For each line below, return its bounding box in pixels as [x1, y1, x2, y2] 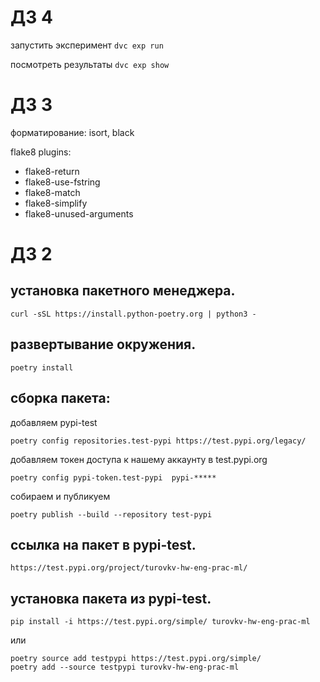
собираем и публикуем [10, 490, 111, 502]
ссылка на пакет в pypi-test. [10, 536, 197, 553]
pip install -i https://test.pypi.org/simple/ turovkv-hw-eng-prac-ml [10, 617, 311, 627]
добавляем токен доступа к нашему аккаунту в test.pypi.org [10, 453, 268, 465]
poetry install [10, 362, 74, 373]
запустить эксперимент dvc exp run [10, 39, 164, 51]
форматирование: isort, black [10, 126, 135, 138]
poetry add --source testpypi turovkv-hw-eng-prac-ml [10, 662, 240, 673]
